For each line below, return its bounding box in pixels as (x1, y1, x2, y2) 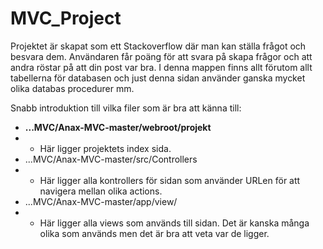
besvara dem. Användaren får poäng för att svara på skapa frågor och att (10, 50, 313, 62)
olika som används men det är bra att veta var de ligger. (39, 227, 270, 239)
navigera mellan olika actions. (39, 185, 163, 197)
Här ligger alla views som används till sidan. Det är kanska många (39, 217, 310, 229)
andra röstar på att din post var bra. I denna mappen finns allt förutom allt (10, 61, 313, 73)
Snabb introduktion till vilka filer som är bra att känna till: (10, 102, 242, 114)
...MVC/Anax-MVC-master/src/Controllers (24, 153, 198, 165)
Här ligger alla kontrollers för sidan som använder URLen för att (39, 174, 301, 186)
